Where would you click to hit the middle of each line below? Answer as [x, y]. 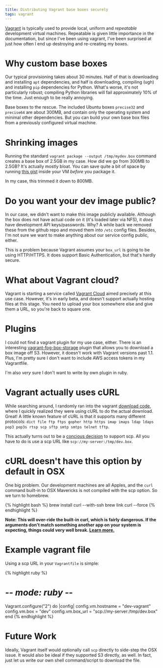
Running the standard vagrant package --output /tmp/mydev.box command [81, 156]
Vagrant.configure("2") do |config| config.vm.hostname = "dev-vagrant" [78, 606]
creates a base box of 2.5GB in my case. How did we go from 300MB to [78, 161]
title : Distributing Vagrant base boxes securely [57, 10]
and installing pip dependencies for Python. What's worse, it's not [72, 87]
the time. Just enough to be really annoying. [49, 98]
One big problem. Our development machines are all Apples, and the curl [79, 485]
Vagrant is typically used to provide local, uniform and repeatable [71, 28]
